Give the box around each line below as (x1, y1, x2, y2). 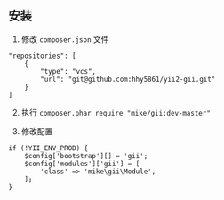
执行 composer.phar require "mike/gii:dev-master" (20, 107, 211, 117)
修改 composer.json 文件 (20, 34, 109, 44)
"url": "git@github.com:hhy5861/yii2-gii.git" (40, 75, 216, 84)
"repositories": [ (8, 52, 76, 60)
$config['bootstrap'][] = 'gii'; (24, 151, 148, 160)
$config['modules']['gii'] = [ (24, 159, 140, 168)
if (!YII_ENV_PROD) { (8, 143, 89, 153)
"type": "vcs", (40, 67, 97, 76)
